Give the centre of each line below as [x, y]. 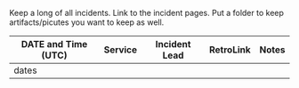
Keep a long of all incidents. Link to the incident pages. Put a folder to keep [147, 13]
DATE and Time [54, 44]
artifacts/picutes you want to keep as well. [87, 22]
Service [121, 50]
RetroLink [230, 50]
